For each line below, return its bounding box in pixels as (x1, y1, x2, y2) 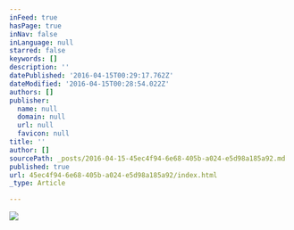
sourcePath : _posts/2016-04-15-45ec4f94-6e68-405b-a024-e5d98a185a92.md (9, 153, 286, 163)
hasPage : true (9, 21, 63, 30)
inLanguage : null (9, 37, 74, 47)
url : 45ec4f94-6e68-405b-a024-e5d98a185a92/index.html (9, 170, 218, 179)
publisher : (9, 95, 50, 105)
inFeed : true (9, 12, 58, 22)
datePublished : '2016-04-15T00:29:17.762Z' (9, 71, 174, 80)
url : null (17, 121, 54, 130)
